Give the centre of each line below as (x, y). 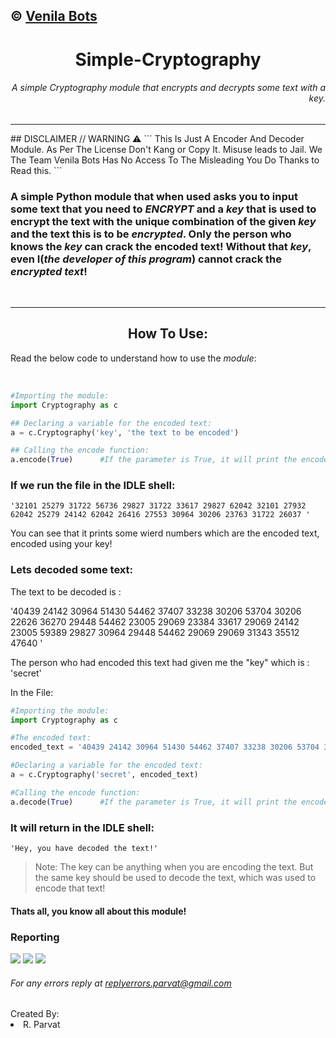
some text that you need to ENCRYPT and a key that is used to (163, 209)
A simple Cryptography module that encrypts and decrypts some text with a (168, 88)
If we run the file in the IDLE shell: (93, 486)
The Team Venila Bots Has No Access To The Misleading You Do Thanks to (165, 160)
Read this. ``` (36, 170)
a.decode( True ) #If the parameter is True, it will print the (154, 802)
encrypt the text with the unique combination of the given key (163, 221)
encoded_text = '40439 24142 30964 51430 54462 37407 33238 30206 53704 (165, 747)
